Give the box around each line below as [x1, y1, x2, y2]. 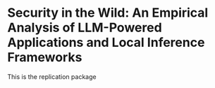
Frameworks [7, 50, 82, 66]
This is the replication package [7, 72, 97, 81]
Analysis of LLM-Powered [7, 20, 162, 36]
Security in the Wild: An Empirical [7, 5, 209, 21]
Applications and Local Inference [7, 35, 205, 50]
